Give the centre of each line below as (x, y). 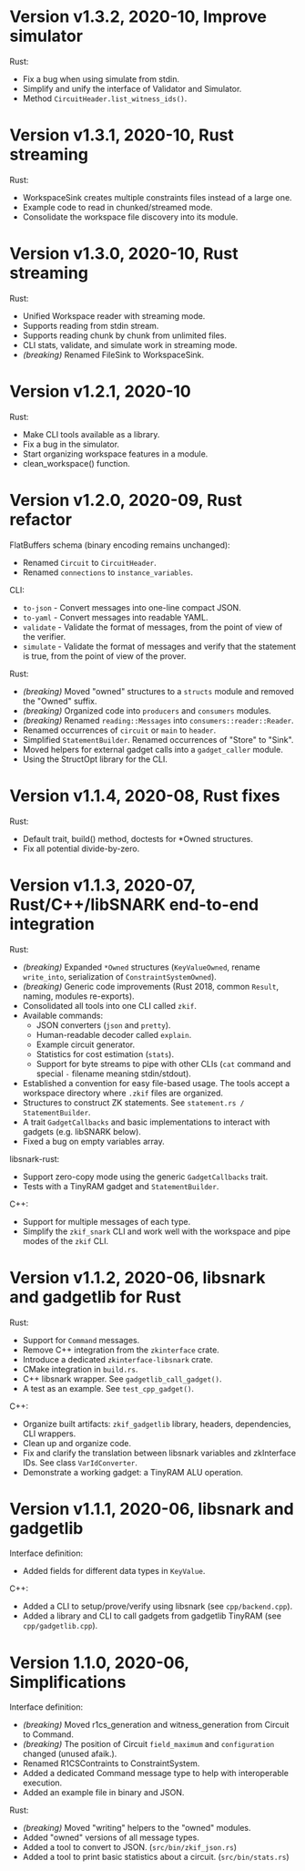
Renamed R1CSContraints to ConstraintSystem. (111, 1763)
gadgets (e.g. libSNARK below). (81, 1131)
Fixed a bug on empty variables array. (94, 1141)
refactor (41, 519)
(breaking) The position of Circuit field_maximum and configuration (148, 1744)
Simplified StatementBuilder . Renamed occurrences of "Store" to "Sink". (158, 739)
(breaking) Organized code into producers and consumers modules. (147, 710)
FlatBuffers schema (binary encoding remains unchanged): (120, 545)
